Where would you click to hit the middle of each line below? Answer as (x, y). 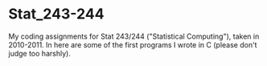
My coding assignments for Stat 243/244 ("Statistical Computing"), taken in (134, 36)
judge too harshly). (39, 53)
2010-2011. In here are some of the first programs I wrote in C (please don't (133, 44)
